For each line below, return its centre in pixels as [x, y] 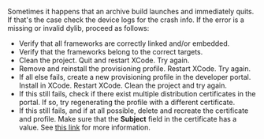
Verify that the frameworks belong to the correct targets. [111, 52]
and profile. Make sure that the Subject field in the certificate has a [128, 119]
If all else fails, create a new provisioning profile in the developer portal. [135, 77]
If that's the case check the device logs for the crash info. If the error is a [126, 20]
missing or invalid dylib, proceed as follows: [78, 28]
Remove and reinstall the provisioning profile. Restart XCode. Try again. [135, 69]
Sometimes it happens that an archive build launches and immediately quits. [131, 11]
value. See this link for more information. [85, 127]
